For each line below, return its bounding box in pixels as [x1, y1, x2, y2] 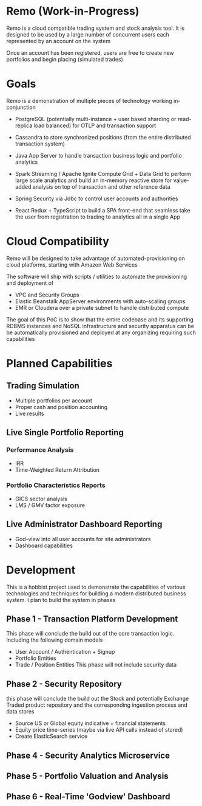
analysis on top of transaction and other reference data [32, 183, 171, 190]
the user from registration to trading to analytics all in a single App [15, 213, 181, 220]
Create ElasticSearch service [15, 732, 88, 740]
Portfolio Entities [15, 654, 56, 662]
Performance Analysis [6, 446, 74, 454]
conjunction [6, 103, 36, 111]
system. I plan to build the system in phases [6, 596, 116, 603]
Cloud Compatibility [6, 234, 109, 248]
